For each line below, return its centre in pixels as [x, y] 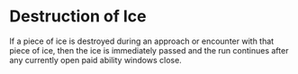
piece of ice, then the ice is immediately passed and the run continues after [149, 50]
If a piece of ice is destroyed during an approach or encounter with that [142, 41]
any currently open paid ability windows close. [95, 60]
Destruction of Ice [78, 16]
